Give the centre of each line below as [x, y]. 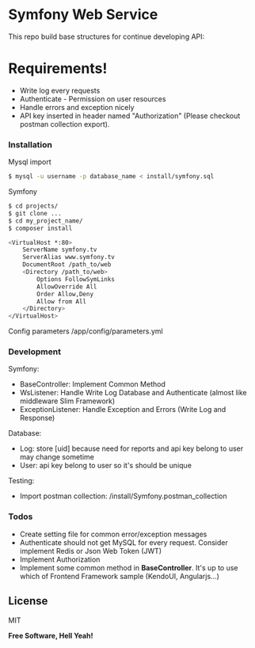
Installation [30, 144]
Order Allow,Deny [65, 294]
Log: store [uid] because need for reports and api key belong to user [131, 448]
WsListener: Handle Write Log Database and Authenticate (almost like [133, 393]
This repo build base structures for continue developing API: [107, 36]
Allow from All [62, 301]
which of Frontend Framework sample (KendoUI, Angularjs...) [120, 576]
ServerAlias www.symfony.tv [69, 257]
